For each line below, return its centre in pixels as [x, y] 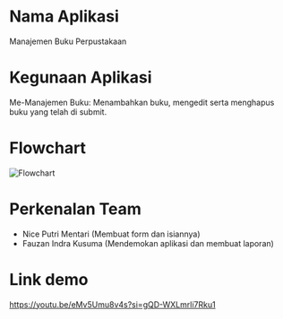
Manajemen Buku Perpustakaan [68, 41]
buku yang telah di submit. [58, 112]
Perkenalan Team [75, 209]
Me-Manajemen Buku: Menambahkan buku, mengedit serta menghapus [142, 102]
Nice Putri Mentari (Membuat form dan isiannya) [111, 234]
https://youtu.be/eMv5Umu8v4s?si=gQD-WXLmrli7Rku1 [113, 304]
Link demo [49, 279]
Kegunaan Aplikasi [81, 78]
